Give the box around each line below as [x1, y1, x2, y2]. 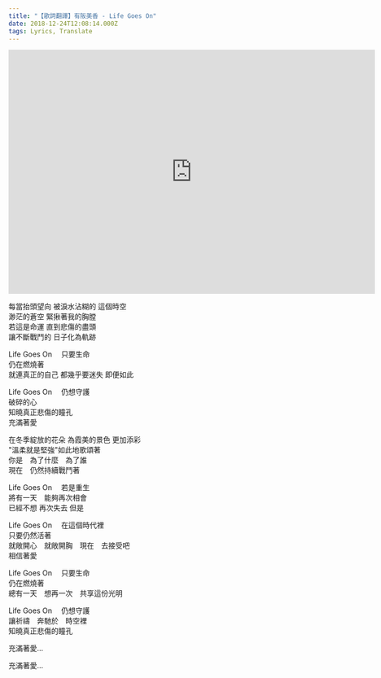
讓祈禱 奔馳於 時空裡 [8, 616, 87, 626]
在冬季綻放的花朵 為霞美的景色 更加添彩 [8, 435, 141, 444]
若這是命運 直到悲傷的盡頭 [8, 322, 96, 332]
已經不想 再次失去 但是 [8, 503, 84, 513]
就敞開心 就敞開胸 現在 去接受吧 [8, 540, 130, 550]
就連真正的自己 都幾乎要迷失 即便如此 [8, 370, 134, 379]
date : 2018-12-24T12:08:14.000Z [8, 20, 118, 28]
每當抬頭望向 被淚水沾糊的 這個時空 [8, 302, 127, 312]
